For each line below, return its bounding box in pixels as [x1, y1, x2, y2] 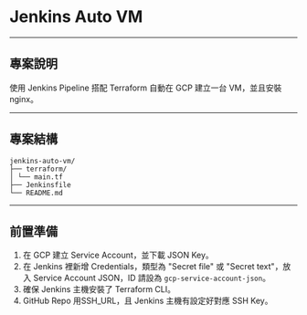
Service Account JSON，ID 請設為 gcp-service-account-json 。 [33, 272, 271, 284]
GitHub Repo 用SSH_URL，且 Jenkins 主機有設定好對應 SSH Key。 [22, 295, 273, 307]
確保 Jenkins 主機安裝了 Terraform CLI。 [22, 284, 176, 295]
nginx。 [9, 93, 39, 104]
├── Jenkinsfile [9, 180, 71, 189]
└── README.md [9, 188, 64, 197]
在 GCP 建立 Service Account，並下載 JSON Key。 [22, 249, 215, 261]
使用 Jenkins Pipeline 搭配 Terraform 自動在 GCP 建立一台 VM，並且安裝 [9, 82, 282, 93]
